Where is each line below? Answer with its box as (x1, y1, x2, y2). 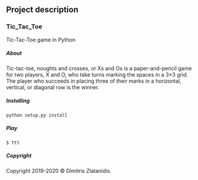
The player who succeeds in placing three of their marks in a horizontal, (6, 77, 182, 84)
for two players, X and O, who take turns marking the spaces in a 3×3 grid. (6, 71, 189, 78)
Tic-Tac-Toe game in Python (6, 36, 76, 43)
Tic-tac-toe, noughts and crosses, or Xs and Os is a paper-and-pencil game (6, 65, 192, 72)
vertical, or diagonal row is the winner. (6, 83, 100, 91)
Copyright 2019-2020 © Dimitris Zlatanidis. (6, 167, 111, 174)
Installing (6, 97, 30, 105)
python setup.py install (6, 112, 68, 118)
